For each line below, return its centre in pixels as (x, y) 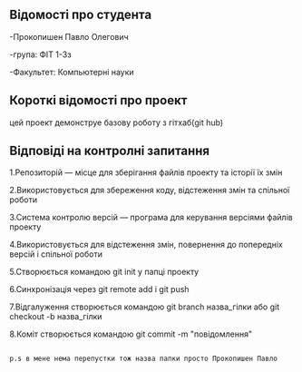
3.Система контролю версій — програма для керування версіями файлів (151, 218)
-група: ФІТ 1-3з (40, 54)
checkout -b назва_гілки (56, 317)
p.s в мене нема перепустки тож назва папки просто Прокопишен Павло (144, 359)
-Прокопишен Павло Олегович (69, 36)
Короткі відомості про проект (98, 100)
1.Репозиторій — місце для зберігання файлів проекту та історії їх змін (146, 172)
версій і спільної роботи (56, 254)
